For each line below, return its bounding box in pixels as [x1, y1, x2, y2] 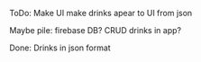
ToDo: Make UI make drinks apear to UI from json [9, 8, 193, 18]
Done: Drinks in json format [9, 42, 111, 53]
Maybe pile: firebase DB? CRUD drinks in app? [9, 25, 182, 35]
